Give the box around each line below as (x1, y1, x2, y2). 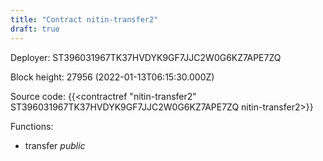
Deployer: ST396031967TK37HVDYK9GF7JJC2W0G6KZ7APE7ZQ (10, 51, 282, 63)
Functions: (10, 120, 54, 132)
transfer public (24, 139, 86, 151)
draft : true (10, 24, 60, 34)
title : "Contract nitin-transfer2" (10, 14, 159, 25)
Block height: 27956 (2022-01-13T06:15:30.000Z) (10, 71, 215, 83)
